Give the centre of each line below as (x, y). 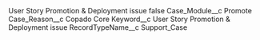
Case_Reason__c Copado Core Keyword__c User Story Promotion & (119, 19)
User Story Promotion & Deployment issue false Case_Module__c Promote (130, 11)
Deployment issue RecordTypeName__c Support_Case (98, 27)
